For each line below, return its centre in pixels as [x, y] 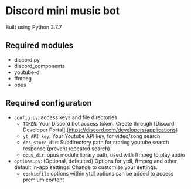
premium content [43, 180]
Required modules [40, 45]
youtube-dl [28, 72]
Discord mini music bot [63, 11]
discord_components [39, 66]
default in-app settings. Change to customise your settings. [86, 167]
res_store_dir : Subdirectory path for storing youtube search [96, 142]
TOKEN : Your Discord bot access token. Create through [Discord [98, 123]
